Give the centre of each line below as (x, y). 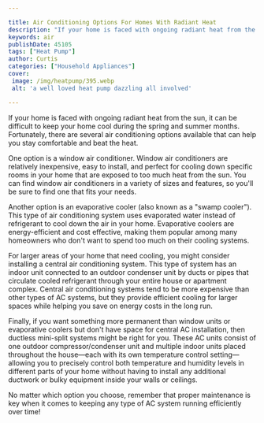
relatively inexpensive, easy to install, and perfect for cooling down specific (131, 166)
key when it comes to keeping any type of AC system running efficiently (125, 403)
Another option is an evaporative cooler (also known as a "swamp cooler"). (130, 206)
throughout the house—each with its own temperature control (108, 354)
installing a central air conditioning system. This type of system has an (123, 264)
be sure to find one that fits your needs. (73, 191)
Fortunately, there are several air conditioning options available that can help (132, 134)
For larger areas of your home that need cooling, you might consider (119, 255)
